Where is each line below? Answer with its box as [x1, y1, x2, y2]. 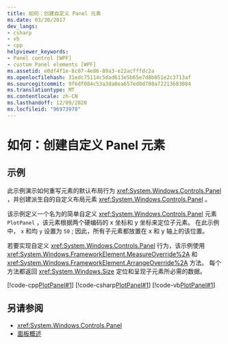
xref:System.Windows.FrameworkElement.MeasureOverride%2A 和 [7, 250, 198, 258]
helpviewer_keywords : [7, 49, 69, 56]
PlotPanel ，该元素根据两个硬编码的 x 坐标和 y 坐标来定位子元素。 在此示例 [7, 218, 220, 227]
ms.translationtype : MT [7, 87, 75, 93]
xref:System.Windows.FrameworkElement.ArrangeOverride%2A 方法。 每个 [7, 258, 222, 266]
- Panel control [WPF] [7, 55, 72, 62]
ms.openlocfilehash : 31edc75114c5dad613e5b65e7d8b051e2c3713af [7, 73, 192, 81]
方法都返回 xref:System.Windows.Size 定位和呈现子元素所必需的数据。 [7, 267, 207, 275]
